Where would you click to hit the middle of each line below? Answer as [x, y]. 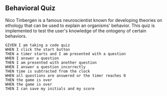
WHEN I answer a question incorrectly [45, 67]
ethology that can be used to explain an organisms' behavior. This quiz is [80, 25]
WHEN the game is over [29, 84]
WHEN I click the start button [38, 49]
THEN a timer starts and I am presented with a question [66, 54]
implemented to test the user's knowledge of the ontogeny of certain [76, 31]
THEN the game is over [29, 80]
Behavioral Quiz [30, 8]
